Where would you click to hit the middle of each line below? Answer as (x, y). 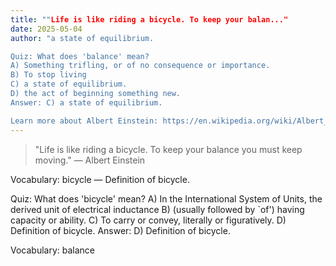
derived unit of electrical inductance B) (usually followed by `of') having (157, 209)
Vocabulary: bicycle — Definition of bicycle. (100, 179)
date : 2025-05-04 (46, 29)
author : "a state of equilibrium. (82, 38)
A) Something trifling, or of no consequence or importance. (140, 66)
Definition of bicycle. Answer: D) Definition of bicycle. (120, 230)
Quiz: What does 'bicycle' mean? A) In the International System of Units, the (166, 198)
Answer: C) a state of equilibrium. (86, 102)
